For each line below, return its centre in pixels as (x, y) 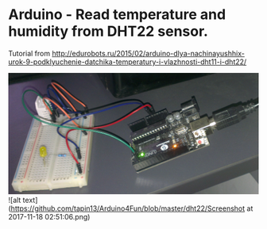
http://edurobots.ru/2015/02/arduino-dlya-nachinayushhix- (148, 53)
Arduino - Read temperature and (117, 15)
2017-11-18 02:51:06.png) (49, 216)
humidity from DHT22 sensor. (108, 31)
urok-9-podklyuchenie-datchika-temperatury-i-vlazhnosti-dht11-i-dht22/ (128, 62)
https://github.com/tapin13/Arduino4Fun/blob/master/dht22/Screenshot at (132, 208)
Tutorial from (29, 53)
